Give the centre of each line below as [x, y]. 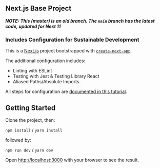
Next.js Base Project [38, 8]
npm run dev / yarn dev [29, 150]
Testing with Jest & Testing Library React [56, 76]
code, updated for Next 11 [33, 26]
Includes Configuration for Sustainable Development [72, 40]
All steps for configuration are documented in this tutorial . [66, 91]
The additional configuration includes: [45, 61]
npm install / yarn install [34, 130]
